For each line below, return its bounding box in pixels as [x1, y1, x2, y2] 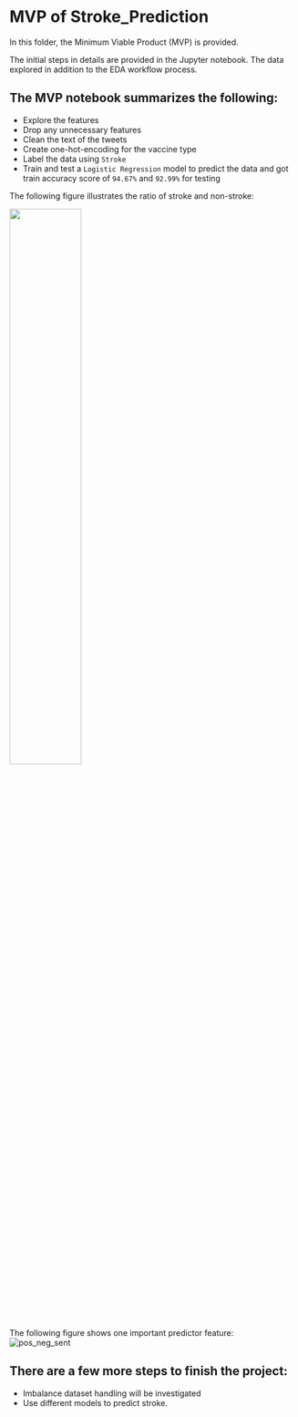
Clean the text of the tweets [22, 134, 128, 145]
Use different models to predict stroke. [22, 1397, 169, 1408]
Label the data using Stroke [22, 153, 127, 164]
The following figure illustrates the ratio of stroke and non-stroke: [9, 190, 254, 202]
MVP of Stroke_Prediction [9, 6, 210, 27]
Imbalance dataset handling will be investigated [22, 1388, 202, 1399]
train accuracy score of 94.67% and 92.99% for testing [22, 172, 221, 183]
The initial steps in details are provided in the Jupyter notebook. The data [9, 54, 284, 65]
